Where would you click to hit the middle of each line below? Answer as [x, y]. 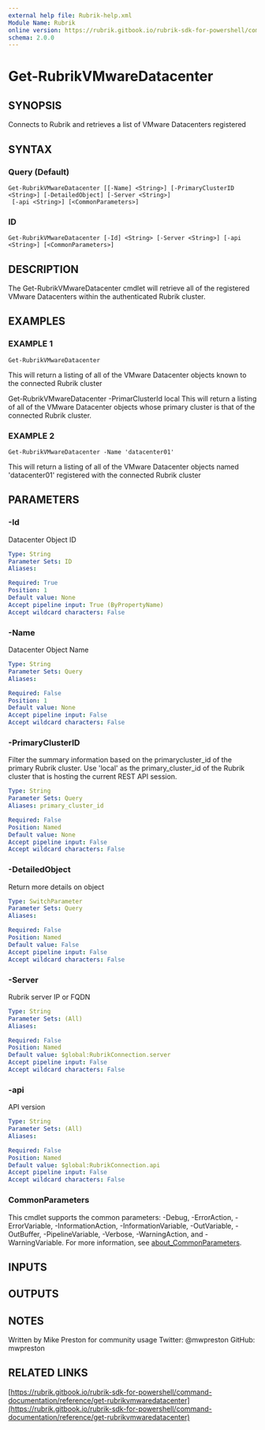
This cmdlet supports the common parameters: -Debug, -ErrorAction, [121, 1217]
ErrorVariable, [31, 1226]
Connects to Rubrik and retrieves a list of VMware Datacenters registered [127, 125]
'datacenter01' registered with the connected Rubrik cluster [105, 475]
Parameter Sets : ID [40, 561]
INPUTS [28, 1267]
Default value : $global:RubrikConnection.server [90, 1055]
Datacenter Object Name [49, 650]
